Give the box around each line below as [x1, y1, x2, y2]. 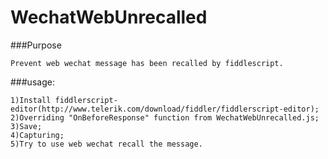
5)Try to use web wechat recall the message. [10, 139, 203, 149]
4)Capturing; [10, 130, 65, 140]
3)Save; [10, 121, 43, 131]
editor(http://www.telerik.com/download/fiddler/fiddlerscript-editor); [10, 104, 320, 114]
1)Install [10, 95, 52, 105]
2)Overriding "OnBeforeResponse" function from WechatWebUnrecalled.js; [10, 112, 320, 123]
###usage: [10, 76, 55, 88]
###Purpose [10, 39, 62, 51]
